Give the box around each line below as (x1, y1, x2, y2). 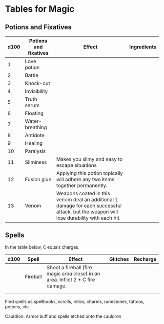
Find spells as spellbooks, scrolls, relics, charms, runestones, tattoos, (5, 299, 145, 304)
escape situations (56, 162, 97, 168)
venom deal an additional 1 (56, 196, 119, 203)
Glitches (109, 255, 129, 262)
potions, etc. (5, 303, 30, 309)
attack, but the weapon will (56, 208, 118, 215)
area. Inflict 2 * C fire (46, 276, 95, 283)
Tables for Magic (5, 3, 75, 15)
